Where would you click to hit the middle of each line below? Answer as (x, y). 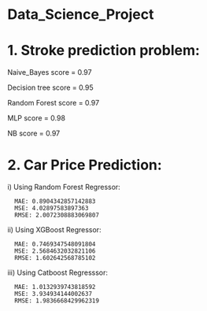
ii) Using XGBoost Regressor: (54, 230)
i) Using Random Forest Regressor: (64, 187)
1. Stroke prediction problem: (103, 51)
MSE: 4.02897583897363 (52, 209)
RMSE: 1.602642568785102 (55, 258)
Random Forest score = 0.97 (54, 103)
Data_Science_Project (81, 15)
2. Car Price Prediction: (85, 165)
